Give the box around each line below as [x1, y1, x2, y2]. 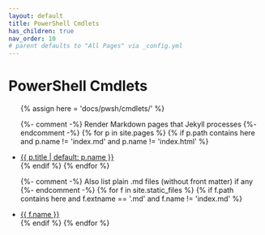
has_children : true [8, 27, 75, 35]
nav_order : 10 [8, 34, 57, 43]
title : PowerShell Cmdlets [8, 19, 100, 28]
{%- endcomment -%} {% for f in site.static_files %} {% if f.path [19, 186, 234, 195]
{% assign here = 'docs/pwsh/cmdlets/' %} [19, 104, 165, 113]
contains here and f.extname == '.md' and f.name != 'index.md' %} [19, 194, 243, 203]
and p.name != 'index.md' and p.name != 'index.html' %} [19, 137, 209, 147]
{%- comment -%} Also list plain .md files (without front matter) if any [19, 177, 254, 186]
